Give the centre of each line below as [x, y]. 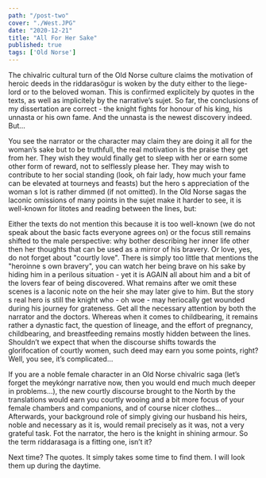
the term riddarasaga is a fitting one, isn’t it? [80, 442]
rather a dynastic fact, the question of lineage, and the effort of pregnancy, [131, 325]
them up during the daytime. [55, 466]
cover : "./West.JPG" [42, 23]
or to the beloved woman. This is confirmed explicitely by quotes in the [139, 92]
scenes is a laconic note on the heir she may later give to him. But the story [131, 291]
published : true [35, 45]
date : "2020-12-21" [40, 30]
